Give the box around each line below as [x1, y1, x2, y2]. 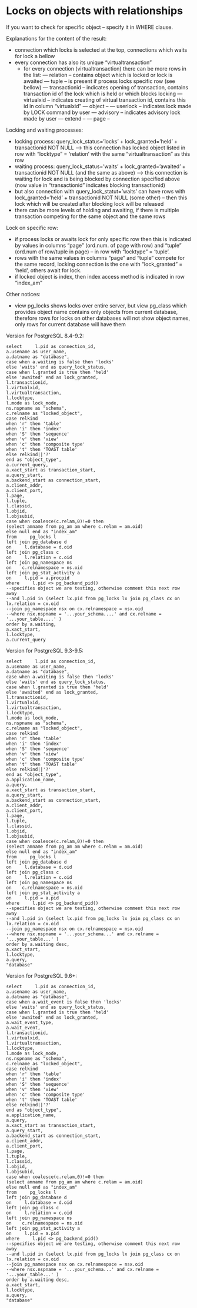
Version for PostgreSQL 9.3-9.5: [6, 647, 84, 654]
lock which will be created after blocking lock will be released [14, 200, 164, 207]
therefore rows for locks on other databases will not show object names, [14, 315, 191, 322]
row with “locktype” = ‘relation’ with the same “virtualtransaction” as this [14, 150, 191, 157]
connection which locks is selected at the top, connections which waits [14, 46, 188, 53]
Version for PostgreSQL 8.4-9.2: [6, 332, 84, 339]
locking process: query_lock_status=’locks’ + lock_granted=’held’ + [14, 138, 178, 145]
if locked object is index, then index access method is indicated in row [14, 273, 185, 280]
